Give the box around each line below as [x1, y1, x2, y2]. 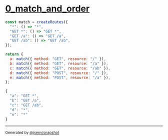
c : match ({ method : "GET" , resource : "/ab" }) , [9, 65, 111, 70]
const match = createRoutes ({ [5, 19, 68, 24]
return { [5, 52, 23, 57]
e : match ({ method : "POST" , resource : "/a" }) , [9, 75, 111, 80]
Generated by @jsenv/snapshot [5, 130, 59, 135]
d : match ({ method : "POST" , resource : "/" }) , [9, 70, 108, 75]
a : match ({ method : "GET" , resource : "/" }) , [9, 56, 106, 61]
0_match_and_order [5, 3, 90, 14]
